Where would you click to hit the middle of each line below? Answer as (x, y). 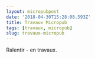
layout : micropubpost (33, 11)
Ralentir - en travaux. (32, 50)
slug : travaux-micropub (35, 33)
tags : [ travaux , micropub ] (39, 28)
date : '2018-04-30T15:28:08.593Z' (49, 17)
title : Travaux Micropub (37, 22)
